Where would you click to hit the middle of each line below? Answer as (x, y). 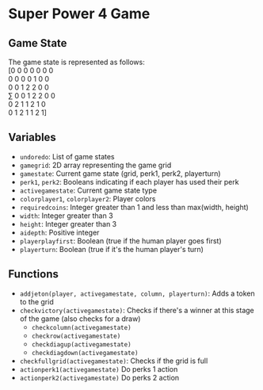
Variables (32, 138)
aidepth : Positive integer (59, 232)
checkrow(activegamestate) (76, 336)
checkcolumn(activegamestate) (82, 327)
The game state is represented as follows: (76, 62)
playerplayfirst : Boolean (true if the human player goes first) (120, 241)
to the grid (36, 301)
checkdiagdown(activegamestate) (85, 353)
